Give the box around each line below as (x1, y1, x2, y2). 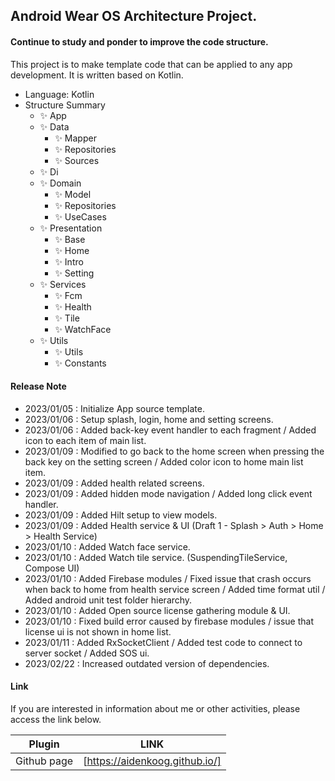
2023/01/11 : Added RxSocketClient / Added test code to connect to (24, 636, 303, 648)
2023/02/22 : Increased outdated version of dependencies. (24, 657, 270, 669)
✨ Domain (39, 177, 82, 189)
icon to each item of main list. (24, 434, 147, 446)
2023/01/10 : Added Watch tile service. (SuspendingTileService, (24, 551, 288, 563)
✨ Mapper (54, 132, 97, 144)
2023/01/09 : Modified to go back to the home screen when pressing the (24, 445, 325, 457)
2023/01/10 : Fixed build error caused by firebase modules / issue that (24, 615, 314, 627)
